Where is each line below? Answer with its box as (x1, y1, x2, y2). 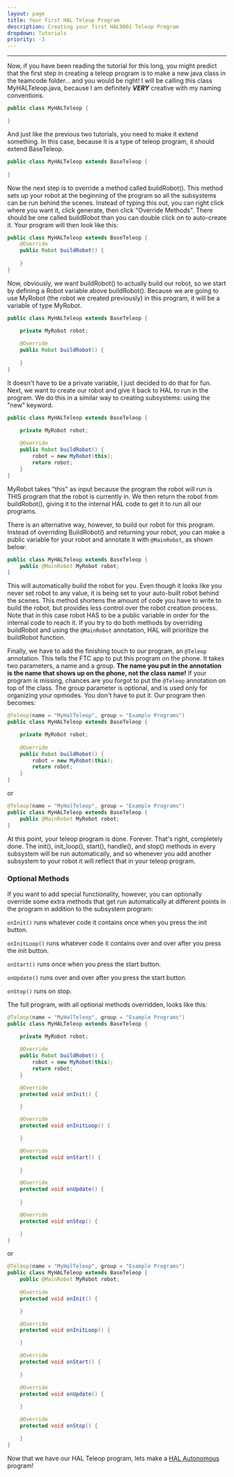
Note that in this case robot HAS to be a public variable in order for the (7, 611, 210, 619)
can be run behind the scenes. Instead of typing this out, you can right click (7, 198, 224, 207)
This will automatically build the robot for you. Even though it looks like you (7, 582, 222, 590)
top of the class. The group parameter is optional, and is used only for (7, 684, 208, 693)
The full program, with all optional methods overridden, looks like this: (7, 1000, 208, 1009)
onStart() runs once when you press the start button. (7, 960, 162, 968)
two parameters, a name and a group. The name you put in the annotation (7, 662, 222, 670)
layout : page (7, 10, 45, 17)
